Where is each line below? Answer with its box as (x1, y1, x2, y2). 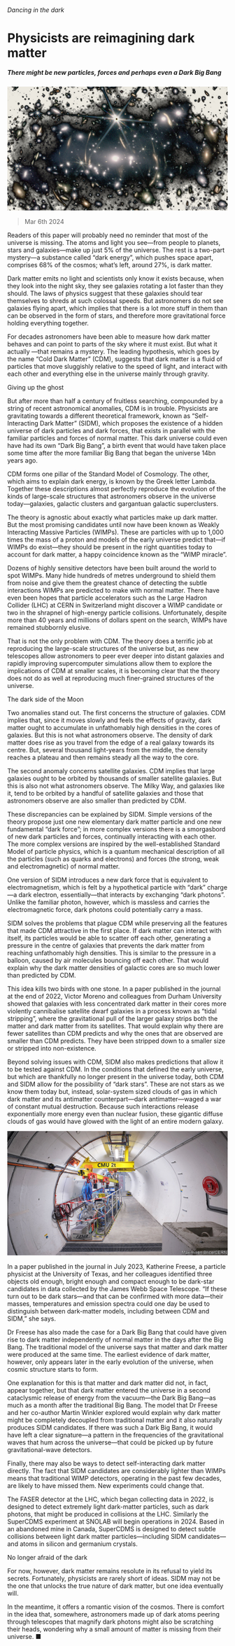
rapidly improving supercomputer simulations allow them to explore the (7, 659, 212, 668)
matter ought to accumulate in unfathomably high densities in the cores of (7, 724, 220, 732)
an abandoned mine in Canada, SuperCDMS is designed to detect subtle (7, 1524, 216, 1533)
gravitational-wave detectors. (7, 1445, 92, 1454)
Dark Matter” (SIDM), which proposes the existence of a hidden (39, 419, 223, 428)
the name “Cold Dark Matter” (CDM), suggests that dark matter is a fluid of (7, 355, 222, 363)
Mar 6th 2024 (24, 218, 64, 226)
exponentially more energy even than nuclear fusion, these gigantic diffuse (7, 1110, 224, 1118)
